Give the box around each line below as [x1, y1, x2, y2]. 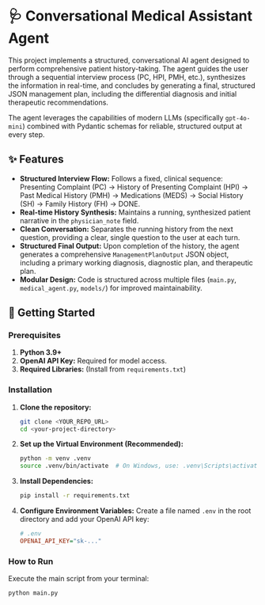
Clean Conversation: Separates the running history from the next [19, 224, 233, 234]
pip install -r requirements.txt [19, 492, 131, 500]
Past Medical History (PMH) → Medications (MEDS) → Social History [19, 190, 244, 200]
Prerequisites [8, 330, 61, 341]
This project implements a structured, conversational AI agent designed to [8, 55, 250, 65]
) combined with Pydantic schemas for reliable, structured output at [22, 121, 243, 131]
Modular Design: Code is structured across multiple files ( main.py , [19, 275, 237, 284]
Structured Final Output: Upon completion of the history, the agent [19, 241, 240, 250]
